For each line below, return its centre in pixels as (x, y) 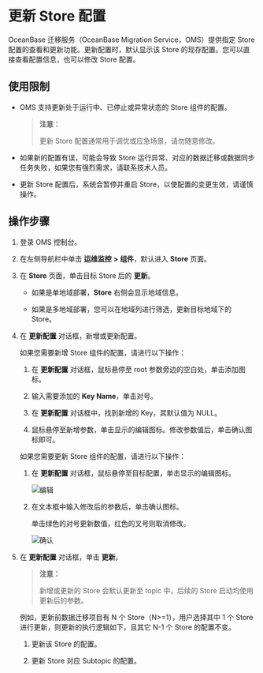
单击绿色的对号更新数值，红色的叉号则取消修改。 (111, 523)
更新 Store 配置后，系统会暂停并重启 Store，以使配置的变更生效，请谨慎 (136, 184)
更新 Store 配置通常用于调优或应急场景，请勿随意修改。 (129, 141)
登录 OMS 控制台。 (50, 242)
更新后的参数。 (63, 600)
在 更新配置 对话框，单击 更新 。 (71, 557)
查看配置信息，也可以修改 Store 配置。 (77, 59)
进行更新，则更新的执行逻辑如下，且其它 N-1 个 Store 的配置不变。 (128, 627)
